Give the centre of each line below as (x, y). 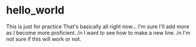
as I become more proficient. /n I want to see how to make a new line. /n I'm (98, 32)
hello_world (35, 10)
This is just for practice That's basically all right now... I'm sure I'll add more (98, 26)
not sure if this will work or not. (44, 39)
